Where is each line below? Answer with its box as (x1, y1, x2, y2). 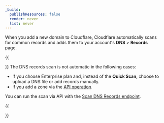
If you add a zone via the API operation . (12, 84, 93, 90)
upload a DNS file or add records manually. (12, 79, 100, 85)
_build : (5, 7, 21, 12)
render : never (9, 16, 38, 21)
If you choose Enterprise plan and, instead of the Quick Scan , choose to (12, 73, 159, 79)
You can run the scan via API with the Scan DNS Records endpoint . (5, 93, 141, 99)
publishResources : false (9, 12, 61, 17)
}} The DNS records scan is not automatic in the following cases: (5, 64, 136, 70)
